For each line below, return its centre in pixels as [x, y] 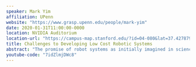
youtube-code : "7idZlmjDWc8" [41, 55]
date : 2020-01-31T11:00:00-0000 [45, 28]
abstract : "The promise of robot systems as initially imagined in [90, 50]
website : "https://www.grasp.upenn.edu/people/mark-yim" [77, 22]
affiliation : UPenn [30, 17]
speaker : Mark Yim [28, 11]
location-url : [23, 38]
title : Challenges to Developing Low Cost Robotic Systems [79, 44]
